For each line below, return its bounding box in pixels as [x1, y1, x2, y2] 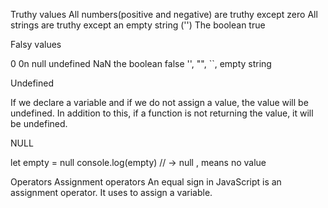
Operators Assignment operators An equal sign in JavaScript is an [10, 176, 282, 188]
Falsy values [10, 39, 62, 50]
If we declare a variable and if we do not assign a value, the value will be [10, 97, 309, 108]
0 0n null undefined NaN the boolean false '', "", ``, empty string [10, 58, 272, 69]
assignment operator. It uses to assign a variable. [10, 187, 213, 198]
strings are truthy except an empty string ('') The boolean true [10, 19, 266, 31]
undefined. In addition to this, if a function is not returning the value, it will [10, 107, 314, 119]
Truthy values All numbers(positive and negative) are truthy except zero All [10, 9, 318, 20]
